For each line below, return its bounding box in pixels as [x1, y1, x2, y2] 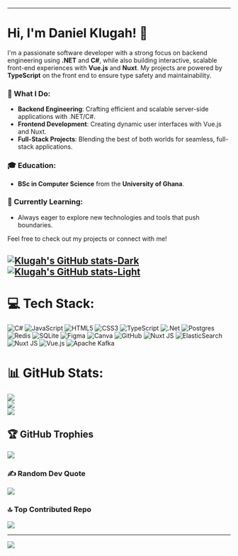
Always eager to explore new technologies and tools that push [17, 213, 200, 222]
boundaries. [17, 220, 53, 229]
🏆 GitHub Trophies [7, 429, 94, 441]
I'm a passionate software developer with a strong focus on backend [7, 48, 208, 57]
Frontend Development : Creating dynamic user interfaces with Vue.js [17, 120, 222, 128]
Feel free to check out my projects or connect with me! [7, 234, 168, 243]
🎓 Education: [7, 161, 57, 171]
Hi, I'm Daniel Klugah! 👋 [7, 25, 148, 41]
